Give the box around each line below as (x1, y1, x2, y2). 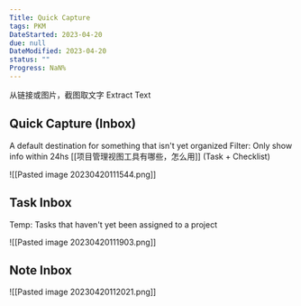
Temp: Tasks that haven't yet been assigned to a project (9, 218, 218, 230)
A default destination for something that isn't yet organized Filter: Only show (9, 140, 293, 151)
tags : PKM (9, 22, 47, 31)
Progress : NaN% (9, 64, 67, 73)
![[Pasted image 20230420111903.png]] (9, 236, 157, 247)
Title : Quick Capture (9, 13, 91, 23)
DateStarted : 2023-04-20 (9, 30, 103, 39)
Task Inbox (9, 195, 72, 210)
